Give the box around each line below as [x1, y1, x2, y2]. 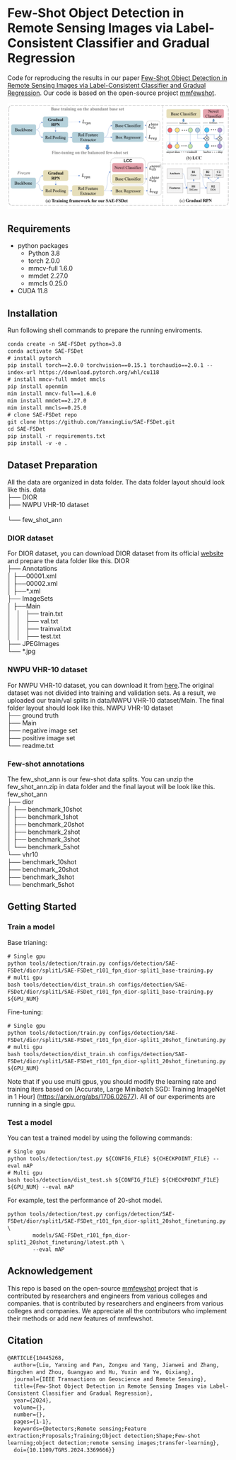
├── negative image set [7, 726, 78, 735]
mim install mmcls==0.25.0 [7, 404, 87, 412]
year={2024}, [13, 1397, 52, 1404]
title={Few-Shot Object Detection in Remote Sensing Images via [13, 1383, 207, 1390]
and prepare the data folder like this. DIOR [7, 557, 129, 565]
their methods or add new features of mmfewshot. [7, 1314, 154, 1323]
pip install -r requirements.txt [7, 433, 106, 440]
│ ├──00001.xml [7, 572, 57, 580]
